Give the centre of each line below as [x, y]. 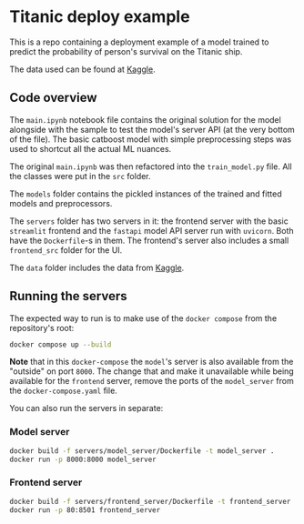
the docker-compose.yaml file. [64, 391]
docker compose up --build [61, 344]
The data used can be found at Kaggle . [83, 69]
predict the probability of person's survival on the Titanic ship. [126, 51]
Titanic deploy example [100, 17]
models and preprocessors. [61, 203]
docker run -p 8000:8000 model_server [83, 459]
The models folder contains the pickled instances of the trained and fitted [146, 194]
